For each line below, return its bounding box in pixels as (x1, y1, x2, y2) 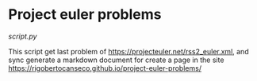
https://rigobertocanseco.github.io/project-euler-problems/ (8, 63, 202, 72)
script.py (8, 31, 37, 41)
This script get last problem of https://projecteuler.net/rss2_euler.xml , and (8, 46, 249, 56)
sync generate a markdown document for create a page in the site (8, 55, 224, 64)
